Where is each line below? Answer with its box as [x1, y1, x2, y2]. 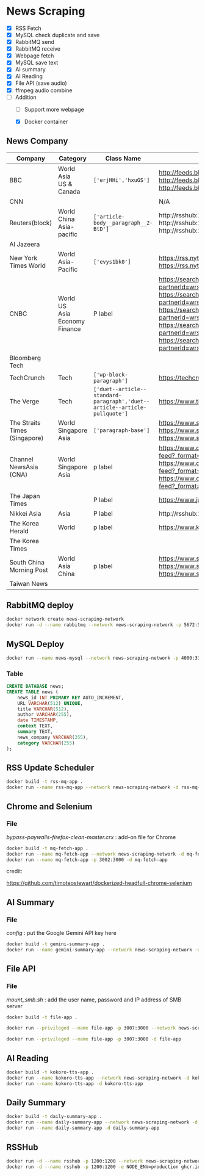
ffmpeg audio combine [15, 87, 73, 94]
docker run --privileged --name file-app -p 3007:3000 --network [6, 1025, 176, 1031]
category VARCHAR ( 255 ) [17, 740, 75, 746]
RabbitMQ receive [15, 45, 61, 52]
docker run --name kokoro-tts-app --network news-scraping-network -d [6, 1075, 190, 1081]
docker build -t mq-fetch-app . [6, 845, 88, 851]
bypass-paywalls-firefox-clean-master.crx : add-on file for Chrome [6, 833, 176, 840]
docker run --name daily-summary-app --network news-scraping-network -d [6, 1119, 198, 1125]
